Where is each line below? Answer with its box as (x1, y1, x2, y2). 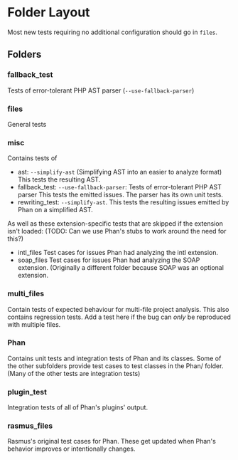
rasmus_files (7, 421, 53, 431)
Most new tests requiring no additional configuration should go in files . (7, 28, 218, 36)
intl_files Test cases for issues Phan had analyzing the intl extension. (17, 249, 219, 257)
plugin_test (7, 387, 48, 397)
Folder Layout (7, 4, 90, 21)
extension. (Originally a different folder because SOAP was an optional (17, 263, 224, 272)
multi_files (7, 289, 45, 299)
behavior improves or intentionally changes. (7, 444, 136, 453)
